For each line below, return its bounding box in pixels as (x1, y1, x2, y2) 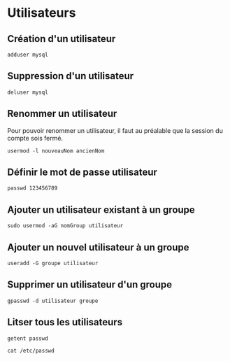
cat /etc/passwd (7, 347, 55, 354)
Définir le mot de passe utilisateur (7, 167, 157, 178)
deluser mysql (7, 89, 49, 96)
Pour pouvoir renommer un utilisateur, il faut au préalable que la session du (7, 126, 224, 134)
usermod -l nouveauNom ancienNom (7, 147, 105, 155)
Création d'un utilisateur (7, 33, 116, 45)
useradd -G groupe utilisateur (7, 260, 99, 267)
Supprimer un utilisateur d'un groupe (7, 278, 173, 291)
